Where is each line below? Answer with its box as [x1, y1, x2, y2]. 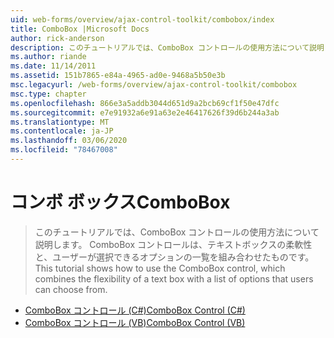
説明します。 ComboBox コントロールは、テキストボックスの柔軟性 [34, 238, 313, 250]
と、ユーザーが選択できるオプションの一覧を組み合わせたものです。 [34, 251, 315, 263]
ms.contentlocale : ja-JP [10, 126, 114, 136]
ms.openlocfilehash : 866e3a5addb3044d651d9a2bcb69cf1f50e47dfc [10, 98, 280, 108]
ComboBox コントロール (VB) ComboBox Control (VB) [24, 316, 246, 328]
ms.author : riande [10, 52, 87, 62]
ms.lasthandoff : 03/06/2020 [10, 136, 128, 146]
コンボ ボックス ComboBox [10, 191, 231, 214]
